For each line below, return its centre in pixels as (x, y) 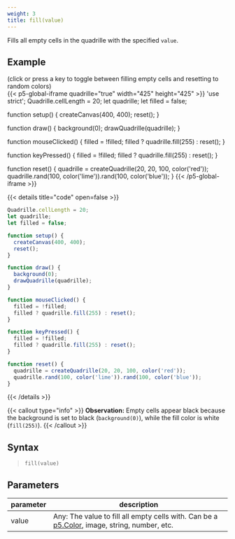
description (139, 505)
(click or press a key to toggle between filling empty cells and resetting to (113, 79)
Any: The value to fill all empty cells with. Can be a (136, 517)
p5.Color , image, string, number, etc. (113, 525)
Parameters (33, 485)
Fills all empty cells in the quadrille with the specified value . (93, 40)
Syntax (23, 447)
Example (27, 62)
